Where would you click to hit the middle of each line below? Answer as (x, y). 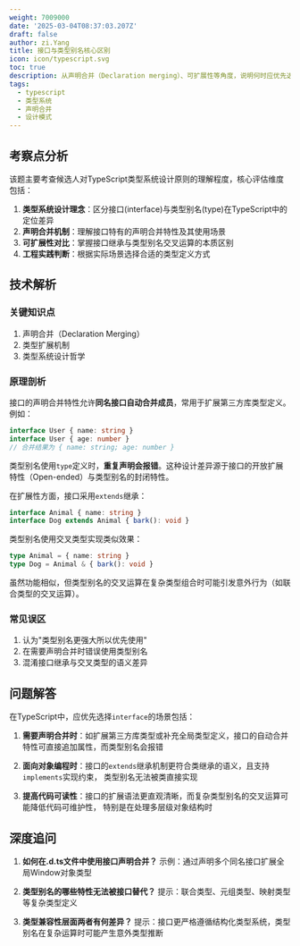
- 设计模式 (35, 117)
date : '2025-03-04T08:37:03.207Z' (74, 26)
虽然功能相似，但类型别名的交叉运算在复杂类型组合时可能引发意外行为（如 (146, 583)
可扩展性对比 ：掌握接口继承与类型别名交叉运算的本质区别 (128, 242)
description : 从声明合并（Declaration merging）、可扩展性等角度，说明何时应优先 (148, 76)
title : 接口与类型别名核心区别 (60, 51)
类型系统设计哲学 (54, 356)
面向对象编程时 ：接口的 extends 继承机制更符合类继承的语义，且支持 (146, 766)
